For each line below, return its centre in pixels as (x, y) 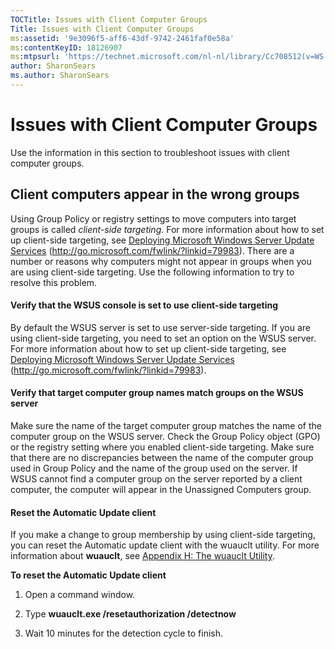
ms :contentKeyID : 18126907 (66, 47)
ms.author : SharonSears (60, 76)
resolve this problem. (54, 282)
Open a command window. (80, 595)
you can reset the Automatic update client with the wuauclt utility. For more (165, 545)
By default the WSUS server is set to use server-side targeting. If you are (160, 327)
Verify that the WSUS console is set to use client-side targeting (144, 305)
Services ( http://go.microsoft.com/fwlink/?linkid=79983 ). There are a (152, 250)
